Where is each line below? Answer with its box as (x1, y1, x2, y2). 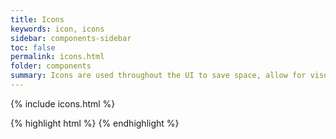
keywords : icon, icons (10, 24, 105, 34)
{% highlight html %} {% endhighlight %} (10, 117, 180, 129)
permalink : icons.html (10, 52, 105, 62)
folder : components (10, 61, 92, 71)
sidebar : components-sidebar (10, 33, 132, 43)
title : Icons (10, 14, 65, 25)
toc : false (10, 42, 56, 53)
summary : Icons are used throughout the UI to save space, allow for (10, 71, 307, 81)
